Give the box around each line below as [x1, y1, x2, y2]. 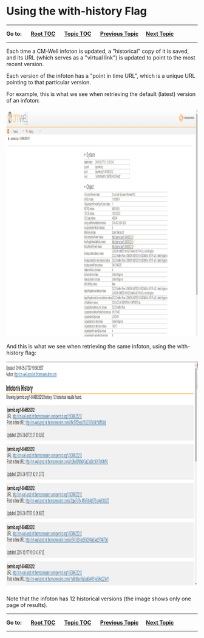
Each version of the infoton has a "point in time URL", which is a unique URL [6, 72, 195, 80]
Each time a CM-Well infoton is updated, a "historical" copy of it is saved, [6, 47, 189, 55]
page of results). [6, 601, 48, 608]
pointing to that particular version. [6, 78, 91, 86]
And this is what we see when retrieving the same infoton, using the [6, 342, 176, 350]
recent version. [6, 60, 44, 67]
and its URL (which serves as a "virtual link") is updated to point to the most [6, 53, 195, 61]
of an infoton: [6, 97, 40, 104]
